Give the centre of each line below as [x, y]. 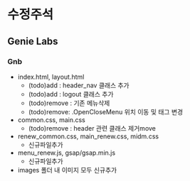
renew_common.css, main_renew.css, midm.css [88, 136]
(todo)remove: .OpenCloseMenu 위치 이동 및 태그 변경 [106, 111]
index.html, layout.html [51, 77]
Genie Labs [33, 41]
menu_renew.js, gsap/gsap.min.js [67, 153]
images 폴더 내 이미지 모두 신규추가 [67, 170]
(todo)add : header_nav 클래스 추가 [79, 85]
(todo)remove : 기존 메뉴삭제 [69, 103]
